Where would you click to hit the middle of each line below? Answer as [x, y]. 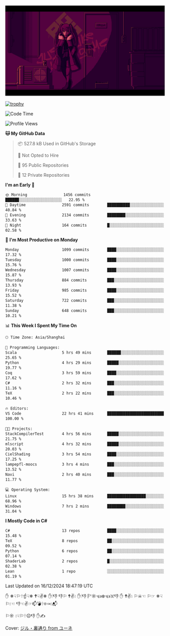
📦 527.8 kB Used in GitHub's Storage [57, 143]
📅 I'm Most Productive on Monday [42, 240]
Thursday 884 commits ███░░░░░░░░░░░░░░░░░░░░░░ [85, 280]
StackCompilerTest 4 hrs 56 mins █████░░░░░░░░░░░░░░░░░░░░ [85, 434]
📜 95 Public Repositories [43, 165]
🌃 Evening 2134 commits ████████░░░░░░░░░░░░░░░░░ [85, 215]
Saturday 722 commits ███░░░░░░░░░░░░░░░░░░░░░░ [85, 300]
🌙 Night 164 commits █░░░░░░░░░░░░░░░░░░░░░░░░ [85, 225]
